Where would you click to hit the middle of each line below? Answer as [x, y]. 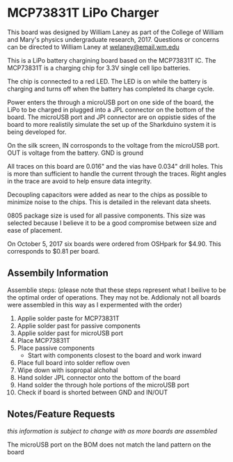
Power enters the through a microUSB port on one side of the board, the [111, 102]
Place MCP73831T [44, 340]
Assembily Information [58, 273]
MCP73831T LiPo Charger [83, 13]
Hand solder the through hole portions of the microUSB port [103, 385]
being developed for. [37, 132]
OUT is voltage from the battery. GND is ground [75, 153]
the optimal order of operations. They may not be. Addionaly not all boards [114, 297]
